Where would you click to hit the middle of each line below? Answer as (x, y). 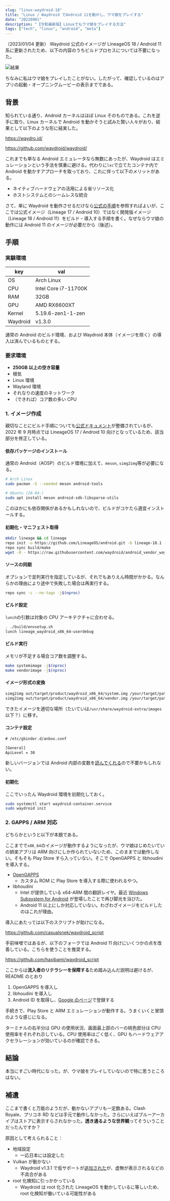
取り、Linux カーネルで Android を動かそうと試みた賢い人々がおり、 (85, 122)
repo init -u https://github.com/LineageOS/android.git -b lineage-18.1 (83, 543)
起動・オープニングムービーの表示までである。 (67, 85)
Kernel (16, 313)
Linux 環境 (23, 380)
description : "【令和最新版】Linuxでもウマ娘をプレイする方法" (66, 24)
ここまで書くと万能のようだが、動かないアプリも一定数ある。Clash (75, 1108)
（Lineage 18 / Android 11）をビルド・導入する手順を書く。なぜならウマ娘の (84, 218)
